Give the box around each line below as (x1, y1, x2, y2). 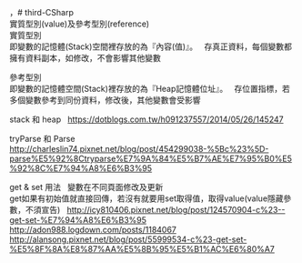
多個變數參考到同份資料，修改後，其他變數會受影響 (9, 95, 201, 106)
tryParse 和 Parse (9, 134, 75, 144)
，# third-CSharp (9, 7, 75, 17)
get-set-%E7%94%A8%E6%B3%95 (9, 215, 147, 225)
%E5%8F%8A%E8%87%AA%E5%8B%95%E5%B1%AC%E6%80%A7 (9, 244, 276, 254)
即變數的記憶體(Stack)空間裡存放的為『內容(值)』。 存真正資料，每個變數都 (9, 41, 293, 52)
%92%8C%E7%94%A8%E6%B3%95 (9, 163, 153, 174)
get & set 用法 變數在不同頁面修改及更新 (9, 182, 164, 192)
